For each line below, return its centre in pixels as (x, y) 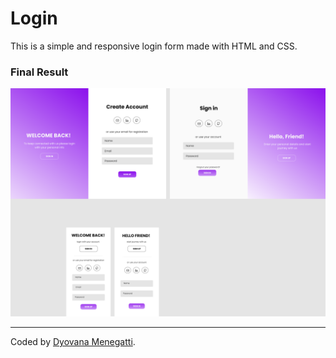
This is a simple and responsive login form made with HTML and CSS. (154, 46)
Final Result (39, 72)
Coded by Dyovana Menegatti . (73, 342)
